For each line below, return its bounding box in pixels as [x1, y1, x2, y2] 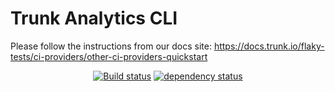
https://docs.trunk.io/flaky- [213, 40, 325, 52]
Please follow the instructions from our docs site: [10, 40, 212, 52]
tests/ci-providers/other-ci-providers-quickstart [10, 50, 208, 62]
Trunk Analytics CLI [10, 7, 178, 30]
